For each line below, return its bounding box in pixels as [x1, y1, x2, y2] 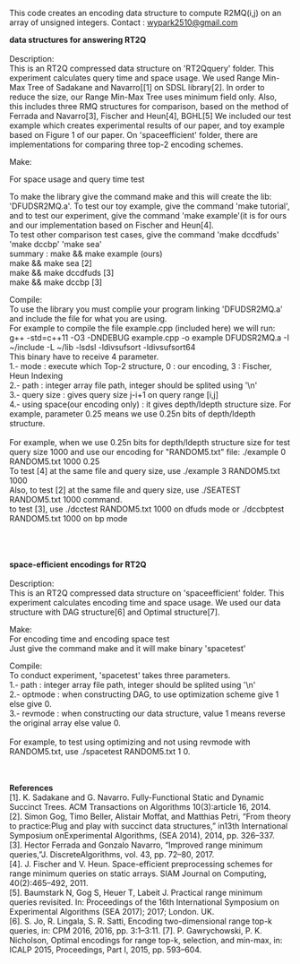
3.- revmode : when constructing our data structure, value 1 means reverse [9, 708, 286, 719]
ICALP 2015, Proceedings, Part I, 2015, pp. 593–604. [9, 944, 202, 955]
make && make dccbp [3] [9, 277, 103, 288]
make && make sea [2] [9, 258, 92, 268]
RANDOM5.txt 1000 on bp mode [9, 513, 128, 523]
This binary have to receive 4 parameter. [9, 351, 159, 362]
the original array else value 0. [9, 718, 121, 728]
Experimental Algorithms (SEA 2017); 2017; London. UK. [9, 907, 215, 917]
